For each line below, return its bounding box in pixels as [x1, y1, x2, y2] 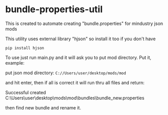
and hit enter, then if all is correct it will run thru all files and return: [5, 79, 145, 85]
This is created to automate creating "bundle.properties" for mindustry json [5, 20, 163, 26]
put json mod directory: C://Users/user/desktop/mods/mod [5, 70, 126, 76]
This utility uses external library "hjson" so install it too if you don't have [5, 36, 156, 42]
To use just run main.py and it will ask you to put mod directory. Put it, [5, 54, 152, 61]
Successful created [5, 89, 46, 95]
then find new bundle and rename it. [5, 104, 81, 110]
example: [5, 60, 24, 66]
